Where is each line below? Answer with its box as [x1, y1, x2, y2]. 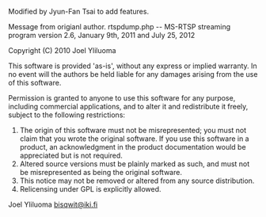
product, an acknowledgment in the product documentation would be [19, 143, 247, 151]
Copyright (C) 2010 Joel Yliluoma [8, 46, 116, 55]
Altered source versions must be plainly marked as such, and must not [19, 159, 250, 169]
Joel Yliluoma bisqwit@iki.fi [8, 200, 98, 209]
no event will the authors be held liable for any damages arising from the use [8, 70, 258, 78]
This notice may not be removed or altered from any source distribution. [19, 176, 255, 185]
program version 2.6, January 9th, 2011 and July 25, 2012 [8, 31, 196, 40]
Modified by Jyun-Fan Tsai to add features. [8, 7, 149, 16]
